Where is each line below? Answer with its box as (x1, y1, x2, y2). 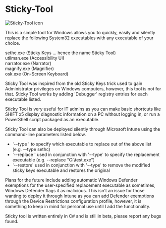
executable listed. (5, 96, 41, 102)
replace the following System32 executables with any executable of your (5, 35, 154, 41)
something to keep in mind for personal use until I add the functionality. (5, 203, 151, 209)
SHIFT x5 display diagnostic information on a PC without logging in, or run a (5, 111, 160, 117)
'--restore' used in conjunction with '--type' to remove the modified (12, 162, 150, 168)
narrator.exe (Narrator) (5, 60, 52, 66)
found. (5, 218, 19, 224)
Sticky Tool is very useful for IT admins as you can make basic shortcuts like (5, 106, 161, 112)
